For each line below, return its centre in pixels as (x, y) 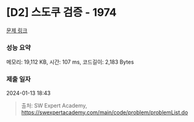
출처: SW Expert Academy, (54, 105)
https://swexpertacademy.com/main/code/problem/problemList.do (105, 112)
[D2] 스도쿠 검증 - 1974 (62, 12)
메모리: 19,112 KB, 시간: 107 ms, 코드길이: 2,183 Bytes (70, 62)
